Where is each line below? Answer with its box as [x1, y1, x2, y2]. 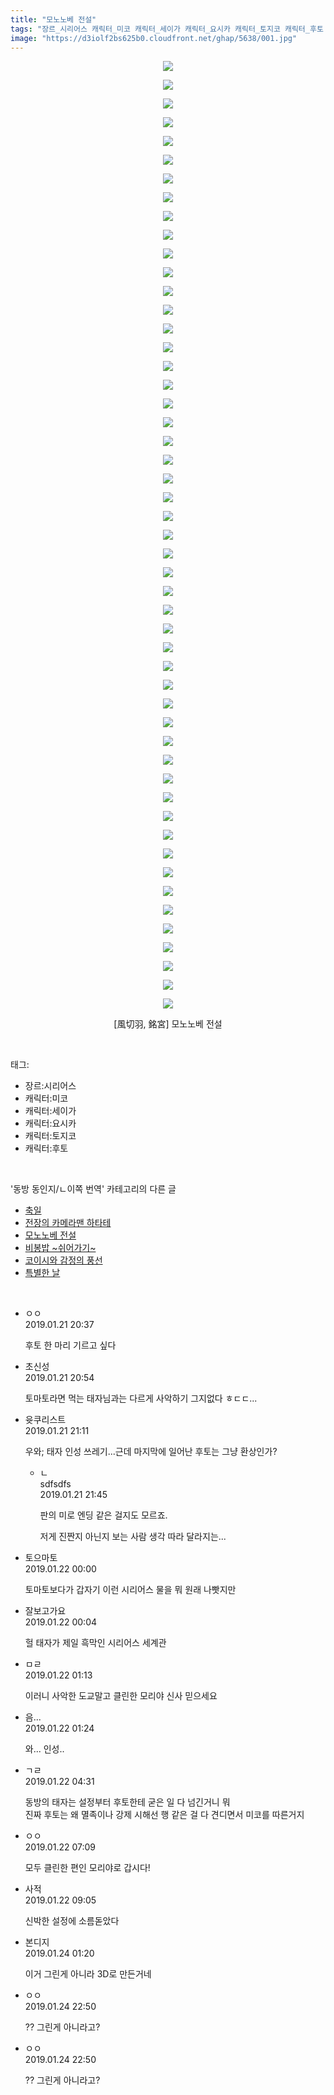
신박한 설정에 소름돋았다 [24, 1915, 120, 1927]
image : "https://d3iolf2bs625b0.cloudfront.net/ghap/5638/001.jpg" [10, 33, 298, 43]
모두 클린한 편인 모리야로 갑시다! [24, 1862, 151, 1874]
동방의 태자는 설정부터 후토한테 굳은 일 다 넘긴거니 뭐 [24, 1796, 231, 1808]
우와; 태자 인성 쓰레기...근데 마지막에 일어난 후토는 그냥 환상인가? [24, 1446, 278, 1458]
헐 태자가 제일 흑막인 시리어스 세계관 [24, 1637, 167, 1649]
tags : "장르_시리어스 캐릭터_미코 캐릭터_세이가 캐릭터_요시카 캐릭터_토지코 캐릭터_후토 [10, 24, 324, 34]
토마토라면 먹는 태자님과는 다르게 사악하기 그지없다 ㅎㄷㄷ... [24, 1392, 258, 1405]
